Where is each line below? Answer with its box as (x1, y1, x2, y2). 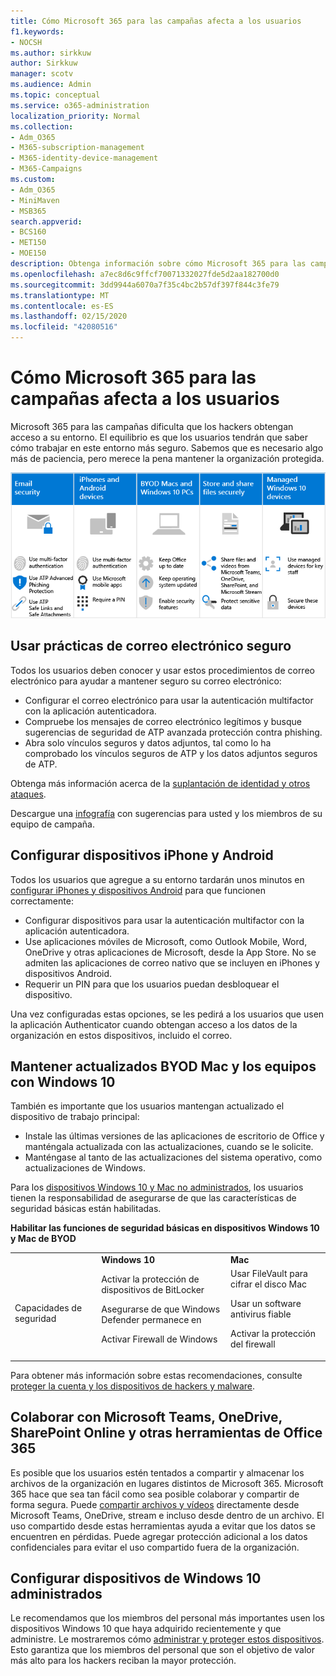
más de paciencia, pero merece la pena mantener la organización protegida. (10, 452, 325, 464)
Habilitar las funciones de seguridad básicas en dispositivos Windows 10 (10, 1222, 320, 1234)
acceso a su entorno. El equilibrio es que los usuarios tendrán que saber (10, 431, 309, 443)
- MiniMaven (10, 195, 60, 205)
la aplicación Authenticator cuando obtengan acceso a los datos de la (10, 1018, 298, 1030)
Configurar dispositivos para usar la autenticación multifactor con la (24, 914, 305, 926)
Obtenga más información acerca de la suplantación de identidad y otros (10, 777, 311, 789)
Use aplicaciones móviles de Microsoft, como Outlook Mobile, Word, (24, 935, 308, 947)
